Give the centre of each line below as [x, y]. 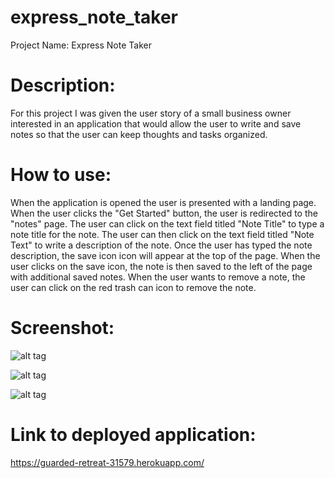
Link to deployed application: [133, 434]
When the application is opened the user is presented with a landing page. [163, 202]
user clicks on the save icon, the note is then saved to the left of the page [161, 266]
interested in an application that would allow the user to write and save [156, 123]
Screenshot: [62, 328]
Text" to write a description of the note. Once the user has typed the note [161, 245]
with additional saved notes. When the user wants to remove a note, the [158, 277]
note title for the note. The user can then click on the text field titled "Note [162, 234]
